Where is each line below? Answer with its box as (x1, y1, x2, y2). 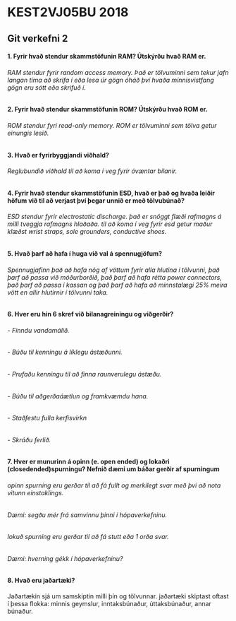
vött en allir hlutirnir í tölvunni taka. (7, 288, 108, 297)
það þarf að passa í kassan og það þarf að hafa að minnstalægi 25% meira (7, 280, 228, 289)
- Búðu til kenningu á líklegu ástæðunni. (7, 348, 123, 357)
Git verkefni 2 (7, 32, 68, 45)
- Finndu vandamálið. (7, 326, 70, 334)
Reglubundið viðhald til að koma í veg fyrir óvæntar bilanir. (7, 167, 178, 175)
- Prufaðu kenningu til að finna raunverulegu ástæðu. (7, 370, 162, 378)
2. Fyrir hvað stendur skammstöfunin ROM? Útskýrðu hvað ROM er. (7, 105, 208, 114)
